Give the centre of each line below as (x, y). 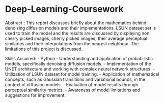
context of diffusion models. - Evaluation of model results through (72, 84)
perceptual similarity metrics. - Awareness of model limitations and (73, 90)
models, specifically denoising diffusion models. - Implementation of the (78, 64)
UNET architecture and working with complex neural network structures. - (80, 69)
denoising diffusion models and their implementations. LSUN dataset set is (81, 28)
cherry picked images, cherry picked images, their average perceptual (76, 38)
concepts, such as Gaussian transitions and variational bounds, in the (75, 79)
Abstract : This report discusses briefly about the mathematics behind (76, 23)
